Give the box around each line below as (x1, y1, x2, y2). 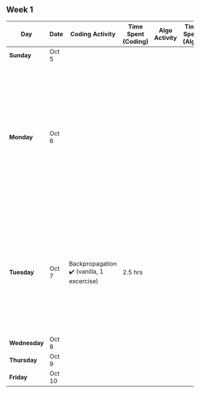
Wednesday (9, 339, 44, 347)
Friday (9, 373, 28, 381)
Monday (9, 133, 33, 141)
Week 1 (6, 5, 33, 15)
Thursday (9, 355, 37, 364)
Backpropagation (68, 259, 117, 267)
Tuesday (9, 268, 35, 276)
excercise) (68, 277, 99, 285)
